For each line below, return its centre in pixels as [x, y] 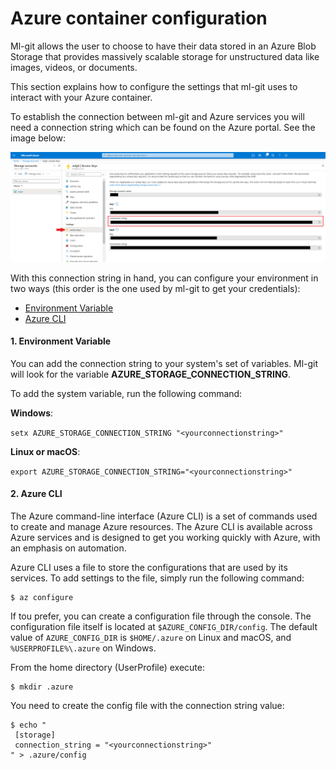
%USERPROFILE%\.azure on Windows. [83, 648]
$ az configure [42, 598]
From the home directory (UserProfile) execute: [107, 668]
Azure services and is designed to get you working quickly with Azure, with [165, 538]
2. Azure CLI [36, 494]
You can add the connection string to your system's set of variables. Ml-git [164, 363]
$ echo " [28, 725]
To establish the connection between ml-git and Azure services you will [157, 116]
